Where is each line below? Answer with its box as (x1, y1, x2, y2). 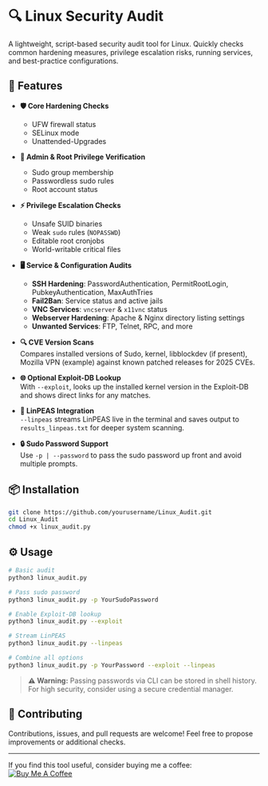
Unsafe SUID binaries (31, 218, 103, 229)
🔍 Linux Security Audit (8, 7, 164, 26)
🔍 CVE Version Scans (19, 337, 94, 347)
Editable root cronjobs (31, 236, 105, 245)
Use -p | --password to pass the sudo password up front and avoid (19, 450, 242, 460)
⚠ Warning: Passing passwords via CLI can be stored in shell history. (27, 676, 257, 685)
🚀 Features (8, 79, 63, 93)
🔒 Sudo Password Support (19, 438, 109, 449)
